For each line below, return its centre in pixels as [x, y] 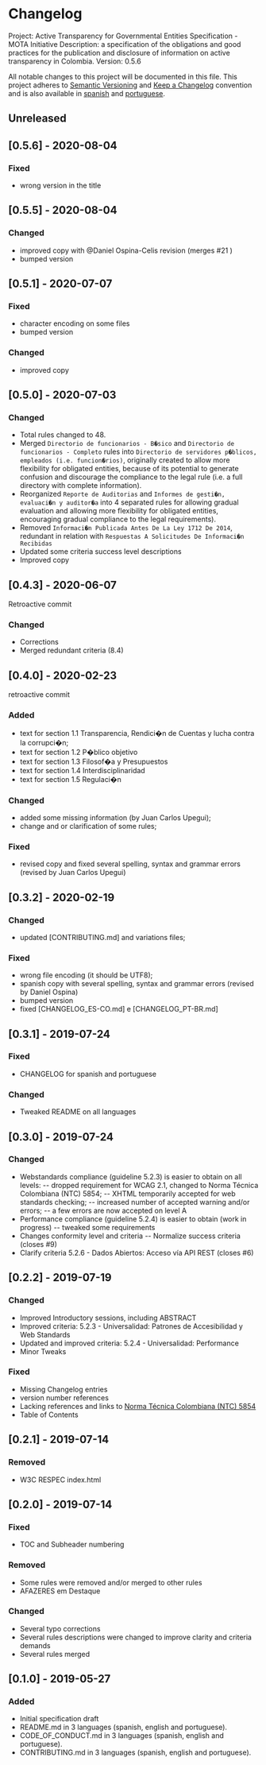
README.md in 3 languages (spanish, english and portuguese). [123, 1727]
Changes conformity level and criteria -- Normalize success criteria [130, 1236]
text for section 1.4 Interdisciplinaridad [82, 770]
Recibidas [36, 544]
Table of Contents [49, 1415]
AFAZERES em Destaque [60, 1591]
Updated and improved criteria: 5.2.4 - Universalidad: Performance [129, 1343]
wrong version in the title [60, 186]
